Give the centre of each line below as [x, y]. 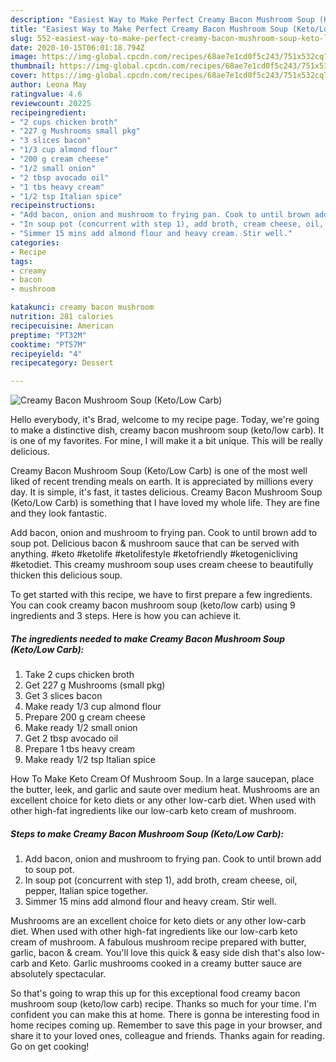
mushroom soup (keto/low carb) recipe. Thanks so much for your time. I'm [163, 1004]
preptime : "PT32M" [48, 335]
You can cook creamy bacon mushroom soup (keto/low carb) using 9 [153, 605]
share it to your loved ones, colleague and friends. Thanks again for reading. [167, 1036]
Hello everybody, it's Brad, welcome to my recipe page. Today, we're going [165, 420]
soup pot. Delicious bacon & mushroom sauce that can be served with [155, 543]
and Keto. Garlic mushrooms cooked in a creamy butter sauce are [166, 963]
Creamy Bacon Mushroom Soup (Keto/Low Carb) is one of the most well [159, 471]
